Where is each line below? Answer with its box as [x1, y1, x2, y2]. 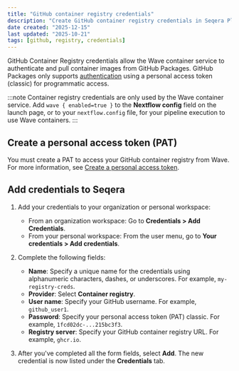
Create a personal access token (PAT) [7, 136, 178, 148]
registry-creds [28, 283, 73, 290]
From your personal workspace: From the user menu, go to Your [28, 231, 217, 240]
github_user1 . [28, 305, 69, 313]
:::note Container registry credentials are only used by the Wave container [7, 93, 224, 102]
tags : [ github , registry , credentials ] [7, 37, 126, 44]
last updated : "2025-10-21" [7, 30, 91, 38]
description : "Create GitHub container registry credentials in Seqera [7, 17, 224, 24]
